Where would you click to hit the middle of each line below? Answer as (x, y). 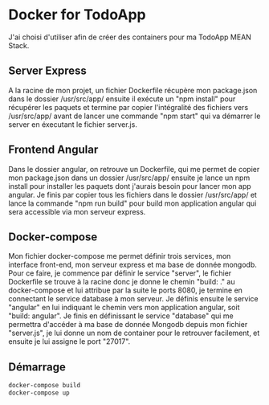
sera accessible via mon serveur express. (77, 211)
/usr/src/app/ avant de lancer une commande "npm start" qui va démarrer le (134, 116)
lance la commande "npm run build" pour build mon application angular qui (132, 203)
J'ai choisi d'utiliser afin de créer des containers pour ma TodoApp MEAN (130, 37)
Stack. (19, 45)
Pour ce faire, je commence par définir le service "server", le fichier (120, 273)
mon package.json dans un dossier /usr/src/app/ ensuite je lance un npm (129, 178)
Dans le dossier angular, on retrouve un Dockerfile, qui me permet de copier (134, 169)
